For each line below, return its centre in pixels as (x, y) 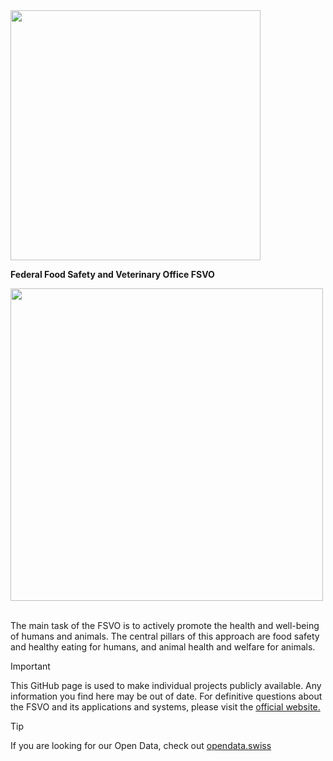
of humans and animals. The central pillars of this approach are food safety (165, 636)
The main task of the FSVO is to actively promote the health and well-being (165, 625)
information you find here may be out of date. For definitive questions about (166, 696)
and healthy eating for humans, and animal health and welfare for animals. (163, 647)
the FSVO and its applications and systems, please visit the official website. (165, 707)
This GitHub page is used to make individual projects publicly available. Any (166, 685)
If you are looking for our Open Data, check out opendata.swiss (141, 745)
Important (30, 666)
